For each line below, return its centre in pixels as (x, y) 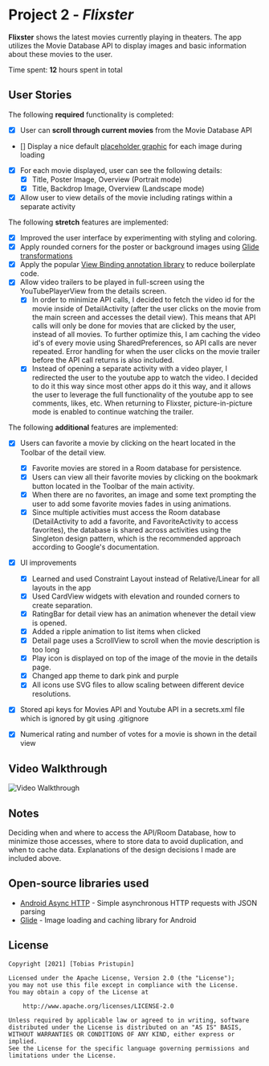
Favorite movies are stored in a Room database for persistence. (137, 467)
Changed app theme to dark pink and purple (105, 676)
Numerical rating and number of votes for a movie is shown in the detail (138, 735)
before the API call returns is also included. (103, 360)
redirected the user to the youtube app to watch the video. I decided (145, 378)
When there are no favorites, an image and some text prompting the (144, 494)
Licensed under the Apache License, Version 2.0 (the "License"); (122, 978)
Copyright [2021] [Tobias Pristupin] (71, 964)
